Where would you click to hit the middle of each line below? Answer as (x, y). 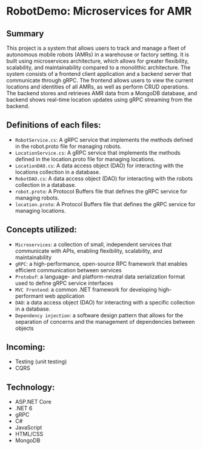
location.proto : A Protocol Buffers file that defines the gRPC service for (105, 204)
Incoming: (26, 347)
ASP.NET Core (33, 402)
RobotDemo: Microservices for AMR (99, 11)
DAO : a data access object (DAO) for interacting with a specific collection (105, 302)
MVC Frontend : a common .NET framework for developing (86, 289)
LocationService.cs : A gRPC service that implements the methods (98, 152)
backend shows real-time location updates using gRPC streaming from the (99, 99)
